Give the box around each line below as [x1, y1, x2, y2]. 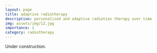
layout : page [5, 7, 32, 12]
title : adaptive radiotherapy [5, 12, 68, 17]
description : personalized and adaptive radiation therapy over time [5, 16, 153, 21]
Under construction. [5, 44, 46, 49]
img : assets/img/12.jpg [5, 21, 55, 26]
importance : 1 [5, 26, 35, 30]
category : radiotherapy [5, 30, 55, 35]
